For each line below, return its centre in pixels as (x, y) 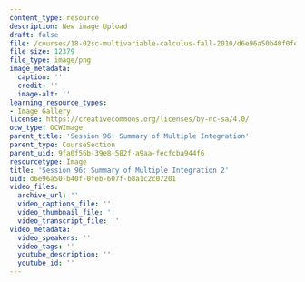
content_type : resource (54, 18)
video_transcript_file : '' (69, 221)
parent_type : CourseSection (63, 145)
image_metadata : (40, 69)
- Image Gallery (40, 111)
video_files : (34, 187)
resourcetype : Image (49, 161)
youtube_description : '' (64, 255)
